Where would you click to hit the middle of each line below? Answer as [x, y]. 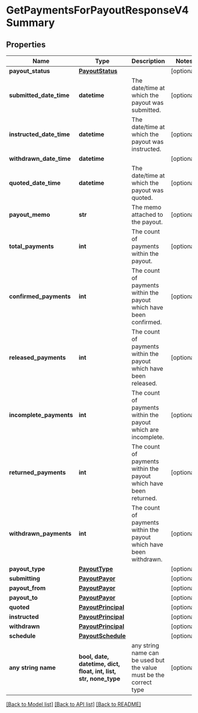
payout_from [27, 588]
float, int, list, [98, 671]
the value [144, 668]
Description [148, 61]
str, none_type [100, 679]
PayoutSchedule [102, 636]
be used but [148, 660]
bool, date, [94, 656]
